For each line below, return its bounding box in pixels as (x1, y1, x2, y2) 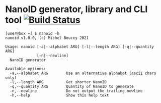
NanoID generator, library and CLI (5, 4, 148, 15)
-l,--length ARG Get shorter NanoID (10, 79, 107, 84)
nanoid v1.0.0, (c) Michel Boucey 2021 (5, 35, 89, 40)
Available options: (5, 66, 46, 71)
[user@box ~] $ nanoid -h (5, 31, 59, 36)
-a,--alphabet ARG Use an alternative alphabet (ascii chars (10, 71, 156, 76)
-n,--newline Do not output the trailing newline (10, 88, 143, 93)
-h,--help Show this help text (10, 92, 109, 98)
